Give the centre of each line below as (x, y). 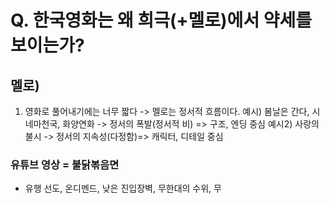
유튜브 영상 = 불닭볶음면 (65, 164)
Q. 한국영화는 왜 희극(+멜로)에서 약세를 (161, 20)
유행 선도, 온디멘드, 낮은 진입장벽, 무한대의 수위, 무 (123, 188)
